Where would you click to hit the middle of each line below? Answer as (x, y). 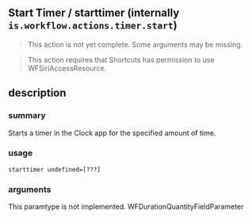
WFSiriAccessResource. (67, 68)
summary (27, 115)
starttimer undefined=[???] (55, 169)
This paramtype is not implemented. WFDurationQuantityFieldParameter (126, 207)
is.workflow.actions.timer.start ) (93, 26)
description (37, 93)
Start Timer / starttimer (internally (94, 13)
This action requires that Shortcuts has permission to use (121, 59)
